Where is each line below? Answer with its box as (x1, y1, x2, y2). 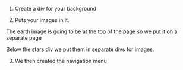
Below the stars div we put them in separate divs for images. (6, 46, 154, 53)
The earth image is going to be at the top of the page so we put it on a (6, 28, 178, 35)
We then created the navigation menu (14, 58, 107, 64)
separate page (6, 34, 42, 41)
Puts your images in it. (14, 17, 70, 23)
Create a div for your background (14, 5, 97, 12)
